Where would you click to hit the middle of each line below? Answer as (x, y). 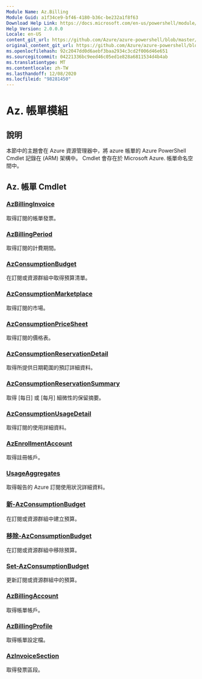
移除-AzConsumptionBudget (49, 536)
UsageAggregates (33, 473)
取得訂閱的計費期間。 (32, 248)
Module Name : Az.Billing (37, 12)
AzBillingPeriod (29, 234)
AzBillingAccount (32, 596)
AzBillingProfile (29, 626)
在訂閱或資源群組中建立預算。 (43, 518)
